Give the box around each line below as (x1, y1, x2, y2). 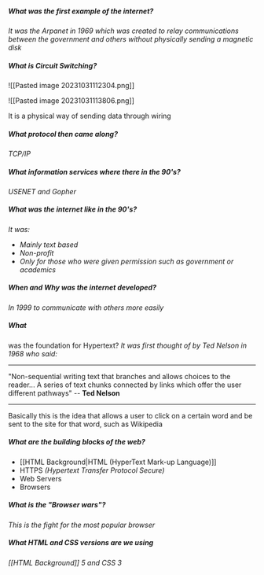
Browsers (19, 482, 51, 492)
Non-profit (19, 248, 54, 257)
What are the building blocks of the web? (8, 437, 145, 447)
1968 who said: (8, 348, 57, 358)
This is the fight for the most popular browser (8, 520, 156, 529)
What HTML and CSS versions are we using (8, 538, 154, 547)
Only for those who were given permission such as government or (19, 256, 234, 266)
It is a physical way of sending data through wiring (8, 111, 171, 120)
